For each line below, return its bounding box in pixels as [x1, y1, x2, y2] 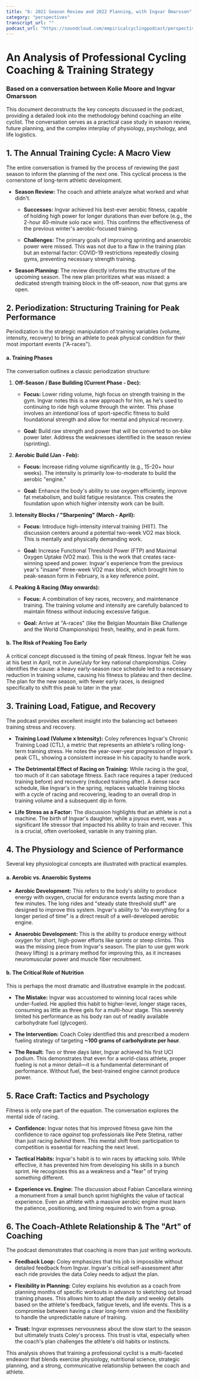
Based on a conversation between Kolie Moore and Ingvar [6, 84, 176, 93]
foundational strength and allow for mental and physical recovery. [23, 415, 184, 423]
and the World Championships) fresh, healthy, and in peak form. [23, 625, 180, 633]
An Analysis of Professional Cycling [6, 51, 187, 64]
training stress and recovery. [6, 723, 76, 730]
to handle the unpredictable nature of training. [14, 1314, 127, 1321]
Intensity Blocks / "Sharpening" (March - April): [14, 511, 135, 518]
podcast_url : [6, 25, 38, 31]
